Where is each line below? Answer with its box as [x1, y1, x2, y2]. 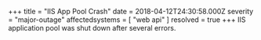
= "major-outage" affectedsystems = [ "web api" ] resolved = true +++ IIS [8, 15, 246, 24]
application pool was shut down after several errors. [8, 24, 176, 32]
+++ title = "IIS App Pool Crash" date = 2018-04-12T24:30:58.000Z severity [8, 7, 254, 16]
